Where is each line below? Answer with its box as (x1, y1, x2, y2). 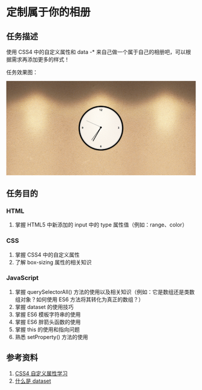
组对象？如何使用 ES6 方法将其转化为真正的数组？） (14, 296, 144, 303)
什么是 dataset (14, 377, 51, 385)
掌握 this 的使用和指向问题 (14, 326, 80, 333)
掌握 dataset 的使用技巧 (14, 303, 74, 310)
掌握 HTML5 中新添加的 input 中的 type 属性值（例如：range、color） (14, 221, 188, 228)
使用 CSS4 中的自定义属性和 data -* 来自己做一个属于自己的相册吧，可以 (6, 49, 186, 55)
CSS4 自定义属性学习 (14, 370, 68, 377)
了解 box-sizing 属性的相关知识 (14, 258, 92, 266)
